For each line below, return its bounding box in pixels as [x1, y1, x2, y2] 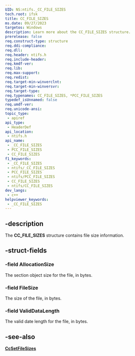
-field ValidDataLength [5, 307, 60, 314]
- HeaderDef [7, 125, 31, 129]
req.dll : [5, 48, 23, 53]
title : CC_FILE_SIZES [5, 16, 49, 21]
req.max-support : [5, 71, 40, 75]
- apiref [7, 115, 25, 121]
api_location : [5, 129, 34, 134]
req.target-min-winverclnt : [5, 79, 62, 84]
